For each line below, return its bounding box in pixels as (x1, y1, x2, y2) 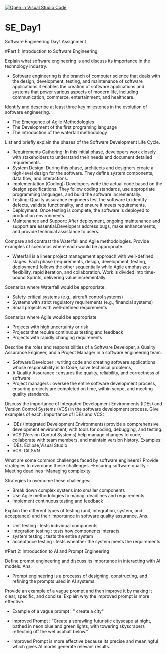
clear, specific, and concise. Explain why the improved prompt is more (5, 593, 150, 599)
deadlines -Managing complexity (23, 468, 91, 474)
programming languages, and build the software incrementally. (12, 191, 142, 197)
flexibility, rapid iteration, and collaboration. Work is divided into (12, 269, 144, 275)
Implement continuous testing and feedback (12, 498, 103, 504)
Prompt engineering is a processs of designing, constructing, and (12, 573, 147, 579)
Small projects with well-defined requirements (12, 304, 107, 310)
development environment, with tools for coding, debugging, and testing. (12, 426, 163, 432)
